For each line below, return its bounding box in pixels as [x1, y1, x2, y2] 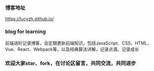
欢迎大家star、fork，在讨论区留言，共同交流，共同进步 [5, 60, 136, 67]
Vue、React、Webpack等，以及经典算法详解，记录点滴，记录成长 [5, 46, 139, 52]
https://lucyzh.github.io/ [5, 16, 54, 22]
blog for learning [5, 28, 46, 35]
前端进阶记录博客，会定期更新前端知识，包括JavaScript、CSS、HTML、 [5, 40, 152, 46]
